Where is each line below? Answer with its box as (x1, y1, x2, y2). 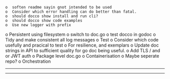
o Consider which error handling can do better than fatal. (5, 9, 137, 14)
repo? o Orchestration (5, 58, 51, 64)
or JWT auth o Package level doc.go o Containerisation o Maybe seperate (5, 53, 159, 59)
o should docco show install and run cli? (5, 14, 99, 19)
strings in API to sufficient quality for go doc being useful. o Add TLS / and (5, 48, 160, 53)
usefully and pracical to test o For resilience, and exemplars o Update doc (5, 42, 159, 48)
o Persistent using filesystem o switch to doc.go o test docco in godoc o (5, 31, 156, 37)
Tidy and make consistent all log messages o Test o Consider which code (5, 37, 159, 43)
